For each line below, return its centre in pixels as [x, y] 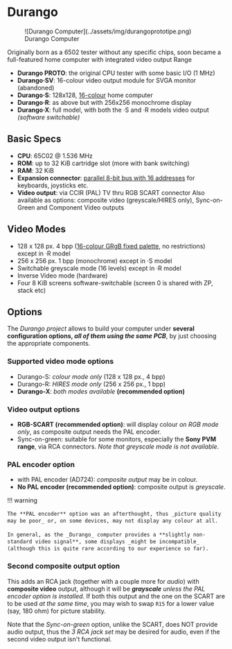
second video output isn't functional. [60, 639]
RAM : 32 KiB [35, 170]
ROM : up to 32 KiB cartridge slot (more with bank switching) [103, 163]
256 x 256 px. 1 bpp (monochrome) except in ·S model [95, 260]
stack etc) [32, 290]
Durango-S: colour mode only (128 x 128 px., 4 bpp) [91, 376]
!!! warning [23, 500]
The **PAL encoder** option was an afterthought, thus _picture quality [114, 514]
